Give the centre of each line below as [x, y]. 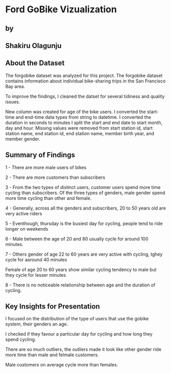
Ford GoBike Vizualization [61, 9]
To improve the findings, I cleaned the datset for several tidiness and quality [85, 96]
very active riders [24, 213]
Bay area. [15, 86]
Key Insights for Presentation [53, 306]
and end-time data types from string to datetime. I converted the [83, 117]
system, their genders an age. [37, 324]
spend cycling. [21, 340]
